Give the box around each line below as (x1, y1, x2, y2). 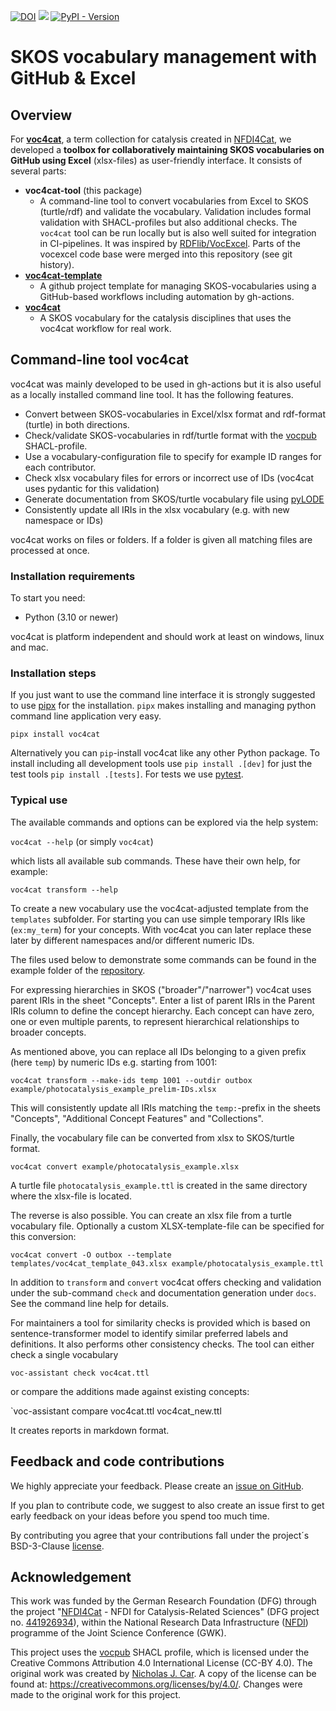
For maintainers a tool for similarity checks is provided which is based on (10, 1316, 311, 1329)
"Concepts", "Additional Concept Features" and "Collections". (10, 1112, 264, 1124)
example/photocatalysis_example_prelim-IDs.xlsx (10, 1084, 217, 1094)
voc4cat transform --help (10, 885, 118, 895)
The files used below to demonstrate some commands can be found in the (10, 953, 317, 965)
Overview (10, 106, 73, 124)
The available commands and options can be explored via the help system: (10, 816, 319, 828)
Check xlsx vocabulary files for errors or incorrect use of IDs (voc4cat (24, 471, 315, 484)
